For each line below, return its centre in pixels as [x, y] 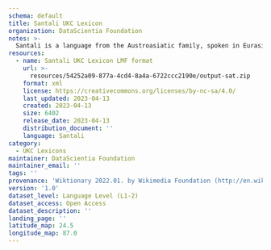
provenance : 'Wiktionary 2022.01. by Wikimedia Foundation [110, 181]
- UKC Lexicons [41, 151]
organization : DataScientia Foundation [75, 31]
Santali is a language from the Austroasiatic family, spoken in [128, 46]
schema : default [35, 16]
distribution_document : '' [68, 128]
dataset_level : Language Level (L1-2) [73, 196]
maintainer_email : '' [45, 166]
